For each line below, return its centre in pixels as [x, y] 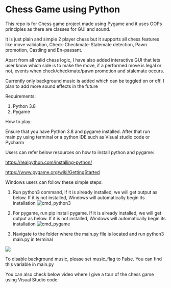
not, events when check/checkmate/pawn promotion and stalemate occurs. [85, 71]
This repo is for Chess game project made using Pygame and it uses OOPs [84, 24]
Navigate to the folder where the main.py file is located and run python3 [88, 234]
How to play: [19, 121]
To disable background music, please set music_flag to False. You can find [84, 259]
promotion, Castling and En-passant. [44, 50]
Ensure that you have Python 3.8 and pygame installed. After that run [78, 131]
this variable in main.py [30, 264]
